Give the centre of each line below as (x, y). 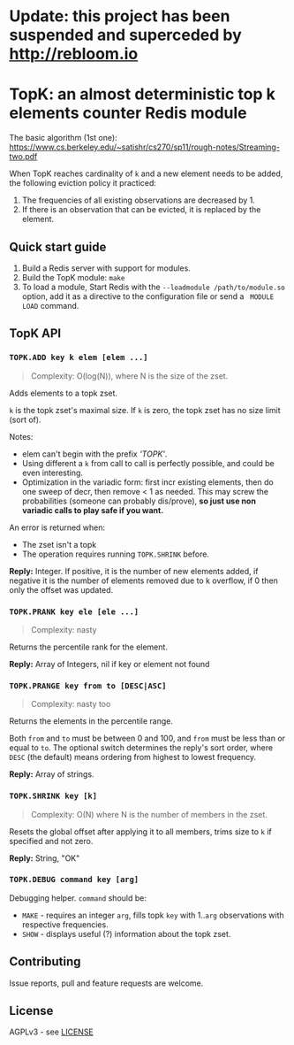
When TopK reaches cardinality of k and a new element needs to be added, (146, 173)
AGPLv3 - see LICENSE (52, 1032)
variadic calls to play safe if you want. (93, 510)
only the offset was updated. (61, 589)
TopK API (35, 334)
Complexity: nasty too (71, 704)
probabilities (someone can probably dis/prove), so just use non (139, 501)
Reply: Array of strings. (52, 774)
